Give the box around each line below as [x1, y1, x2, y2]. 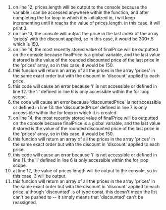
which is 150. [12, 41, 40, 47]
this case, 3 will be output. [12, 173, 67, 179]
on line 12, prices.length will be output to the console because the [12, 4, 147, 10]
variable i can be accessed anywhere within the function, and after [12, 9, 149, 15]
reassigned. [12, 200, 37, 205]
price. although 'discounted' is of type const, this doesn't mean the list [12, 189, 158, 195]
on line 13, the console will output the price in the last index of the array [12, 31, 159, 36]
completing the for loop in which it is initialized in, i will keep [12, 15, 135, 20]
